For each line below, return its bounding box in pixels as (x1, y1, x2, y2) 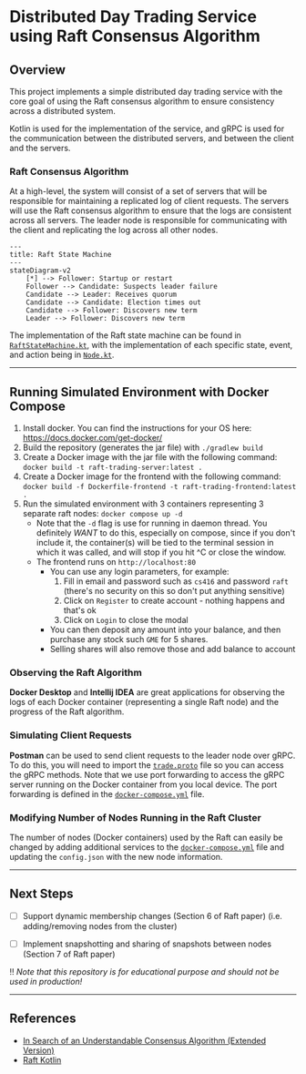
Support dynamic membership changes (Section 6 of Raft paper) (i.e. (22, 910, 282, 921)
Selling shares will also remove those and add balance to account (49, 644, 296, 655)
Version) (22, 1045, 55, 1056)
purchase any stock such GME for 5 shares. (49, 634, 209, 645)
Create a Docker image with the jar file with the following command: (22, 452, 278, 463)
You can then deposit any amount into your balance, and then (49, 624, 281, 635)
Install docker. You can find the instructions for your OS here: (22, 423, 252, 434)
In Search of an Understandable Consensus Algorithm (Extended (22, 1035, 267, 1046)
